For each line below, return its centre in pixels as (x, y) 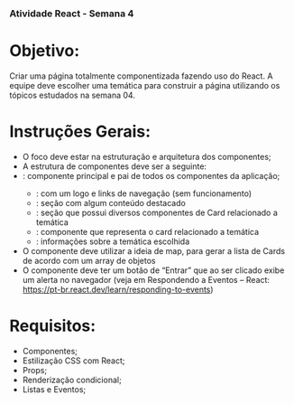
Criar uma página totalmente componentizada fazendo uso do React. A (141, 76)
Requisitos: (53, 326)
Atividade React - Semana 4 (72, 14)
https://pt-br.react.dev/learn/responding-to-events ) (118, 289)
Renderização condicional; (72, 380)
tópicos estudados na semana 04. (72, 95)
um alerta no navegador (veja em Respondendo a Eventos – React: (146, 279)
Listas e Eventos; (54, 389)
